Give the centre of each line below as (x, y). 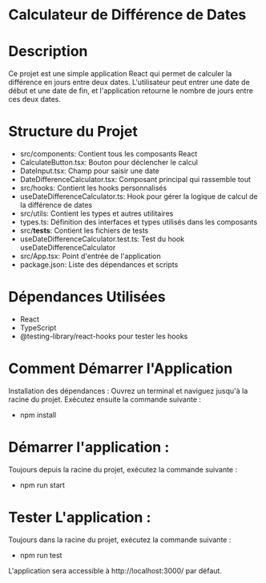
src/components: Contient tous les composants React (109, 154)
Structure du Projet (73, 132)
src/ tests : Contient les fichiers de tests (84, 231)
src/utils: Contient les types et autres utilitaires (97, 213)
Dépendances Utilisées (87, 297)
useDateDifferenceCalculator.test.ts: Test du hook (102, 239)
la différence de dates (56, 205)
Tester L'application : (80, 518)
